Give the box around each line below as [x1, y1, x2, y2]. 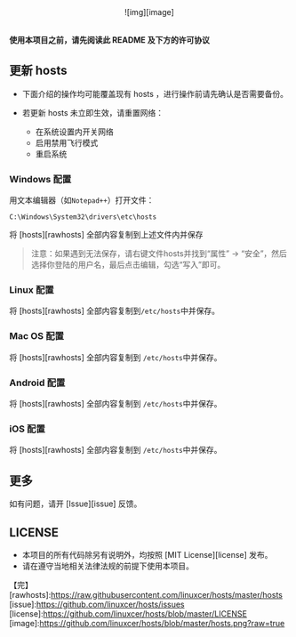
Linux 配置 [9, 284, 55, 296]
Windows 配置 [9, 173, 72, 185]
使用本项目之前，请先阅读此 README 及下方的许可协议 [9, 35, 211, 45]
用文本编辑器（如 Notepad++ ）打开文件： [9, 195, 155, 206]
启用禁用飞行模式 [35, 137, 99, 148]
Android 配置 [9, 376, 66, 389]
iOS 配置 [9, 423, 46, 435]
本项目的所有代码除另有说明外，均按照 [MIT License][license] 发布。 [21, 549, 273, 560]
